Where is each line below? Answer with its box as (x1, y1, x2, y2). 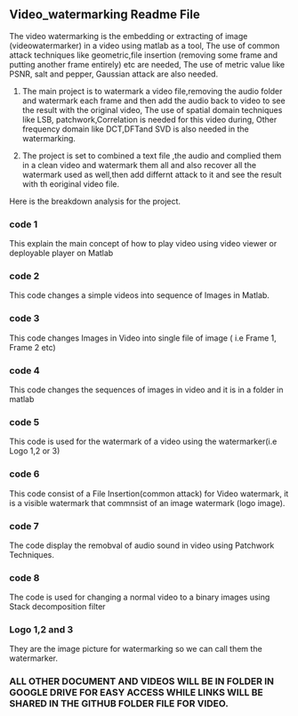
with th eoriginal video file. (21, 178, 120, 189)
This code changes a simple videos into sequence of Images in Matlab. (9, 290, 270, 301)
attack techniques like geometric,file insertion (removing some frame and (9, 49, 278, 60)
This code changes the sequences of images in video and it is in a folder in (9, 384, 284, 395)
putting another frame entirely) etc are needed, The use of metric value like (9, 59, 286, 69)
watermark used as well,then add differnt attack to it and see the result (21, 169, 282, 180)
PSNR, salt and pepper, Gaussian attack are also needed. (9, 68, 219, 79)
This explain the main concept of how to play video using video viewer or (9, 238, 278, 249)
